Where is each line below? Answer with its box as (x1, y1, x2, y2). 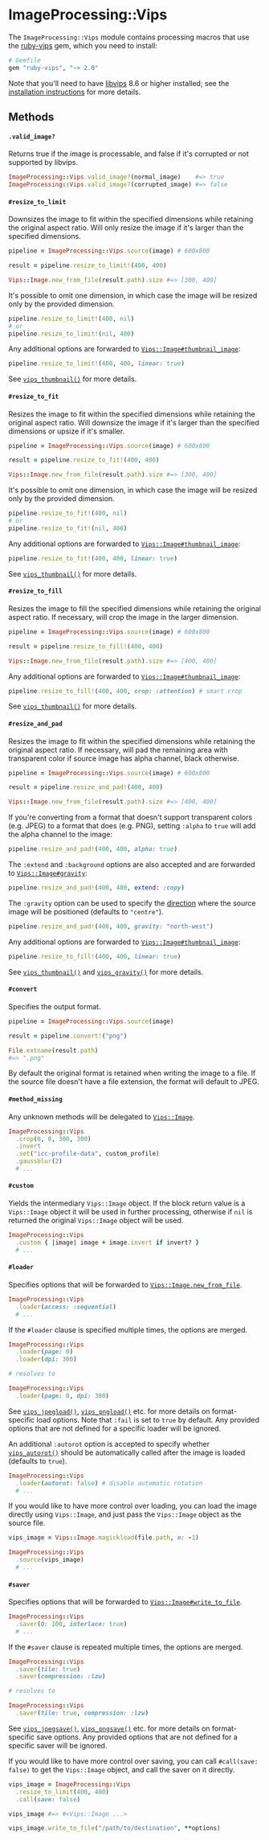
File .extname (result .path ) (8, 1046, 99, 1054)
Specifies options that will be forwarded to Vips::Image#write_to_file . (8, 1597, 243, 1607)
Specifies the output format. (8, 1001, 102, 1011)
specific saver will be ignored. (8, 1740, 108, 1750)
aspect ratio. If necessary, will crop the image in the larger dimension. (8, 612, 239, 622)
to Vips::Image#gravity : (8, 869, 88, 878)
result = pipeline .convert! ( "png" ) (8, 1032, 128, 1040)
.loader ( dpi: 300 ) (15, 1355, 78, 1364)
